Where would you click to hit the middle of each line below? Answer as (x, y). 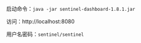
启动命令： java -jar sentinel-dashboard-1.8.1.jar (71, 9)
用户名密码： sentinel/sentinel (45, 34)
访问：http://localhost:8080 (40, 21)
